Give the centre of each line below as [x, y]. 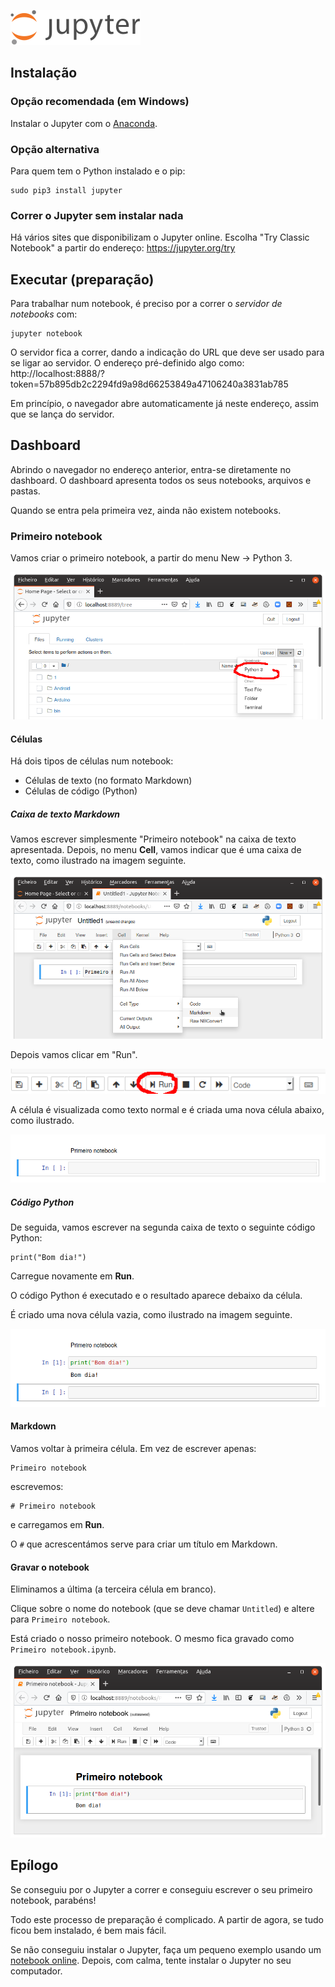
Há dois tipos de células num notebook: [92, 761]
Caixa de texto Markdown [65, 814]
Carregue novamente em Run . [72, 1276]
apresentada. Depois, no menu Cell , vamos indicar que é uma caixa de [156, 850]
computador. [36, 1971]
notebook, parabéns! [53, 1900]
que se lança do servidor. [62, 414]
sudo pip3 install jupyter [66, 190]
